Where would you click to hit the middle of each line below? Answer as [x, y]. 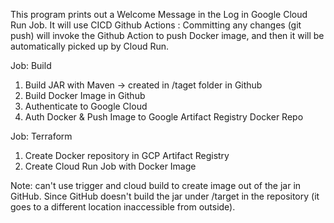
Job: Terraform [41, 136]
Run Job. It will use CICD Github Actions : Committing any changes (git [156, 25]
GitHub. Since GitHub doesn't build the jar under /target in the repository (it [165, 196]
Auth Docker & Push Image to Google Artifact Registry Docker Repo [164, 117]
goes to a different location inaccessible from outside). [123, 207]
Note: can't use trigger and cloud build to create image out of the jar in [156, 185]
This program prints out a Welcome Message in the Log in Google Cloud [159, 14]
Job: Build [31, 65]
